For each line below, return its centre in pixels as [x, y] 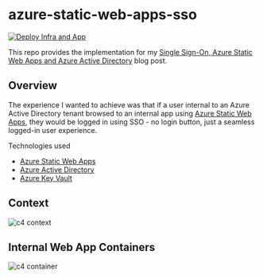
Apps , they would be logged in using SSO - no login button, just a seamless [131, 122]
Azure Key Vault [46, 178]
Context [29, 204]
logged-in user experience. [53, 130]
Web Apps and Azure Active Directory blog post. [88, 61]
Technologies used [39, 146]
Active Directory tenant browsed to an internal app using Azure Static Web [130, 113]
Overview [33, 86]
